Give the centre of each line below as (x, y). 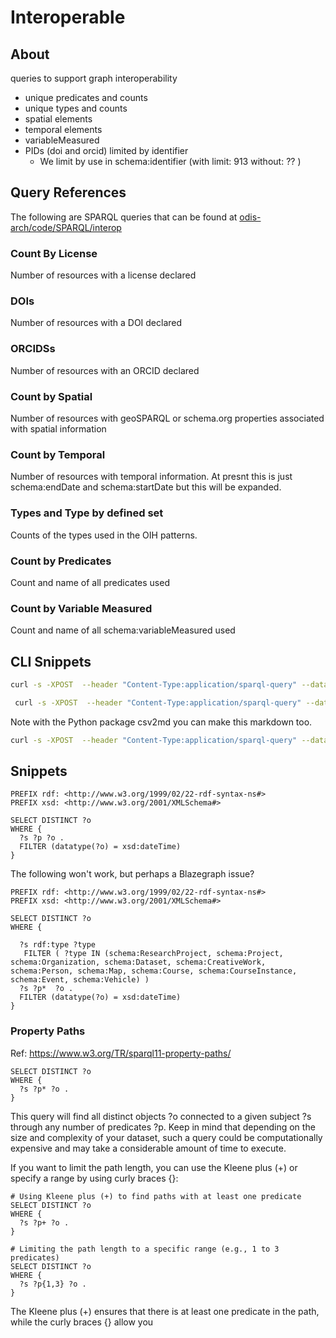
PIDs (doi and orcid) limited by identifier (106, 150)
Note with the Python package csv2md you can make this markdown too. (161, 722)
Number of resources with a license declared (103, 275)
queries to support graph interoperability (94, 78)
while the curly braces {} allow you (82, 1322)
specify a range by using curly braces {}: (94, 1178)
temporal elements (63, 129)
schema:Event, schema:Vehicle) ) (80, 980)
